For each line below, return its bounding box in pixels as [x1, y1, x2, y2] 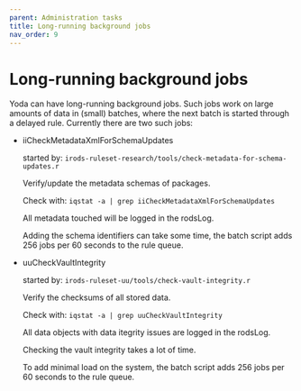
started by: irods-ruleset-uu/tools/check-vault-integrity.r [22, 275, 251, 286]
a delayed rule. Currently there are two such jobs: [9, 118, 194, 129]
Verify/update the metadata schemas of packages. [22, 177, 211, 189]
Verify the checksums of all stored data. [22, 292, 171, 303]
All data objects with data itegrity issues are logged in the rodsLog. [22, 327, 271, 338]
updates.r [22, 162, 60, 171]
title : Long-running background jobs [9, 22, 151, 31]
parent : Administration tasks [9, 13, 123, 23]
